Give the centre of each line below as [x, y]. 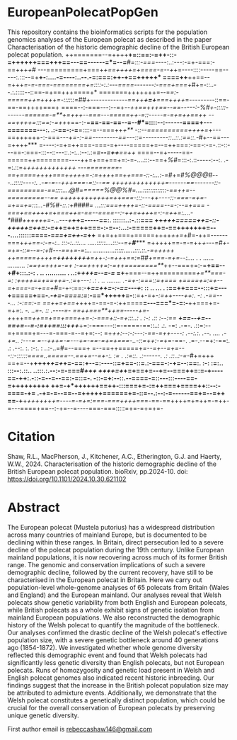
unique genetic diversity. [43, 715]
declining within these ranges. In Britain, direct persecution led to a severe [116, 542]
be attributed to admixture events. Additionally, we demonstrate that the [112, 693]
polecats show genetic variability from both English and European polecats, [117, 602]
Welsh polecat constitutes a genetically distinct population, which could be [116, 700]
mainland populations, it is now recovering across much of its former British [117, 557]
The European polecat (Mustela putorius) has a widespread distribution [111, 527]
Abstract [34, 508]
